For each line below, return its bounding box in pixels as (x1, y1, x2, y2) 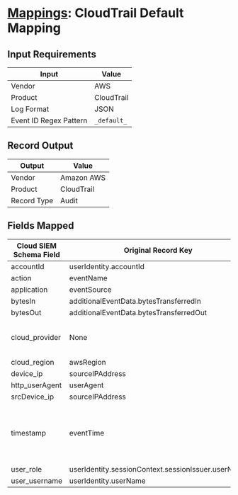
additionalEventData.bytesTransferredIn (69, 296, 202, 306)
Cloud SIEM (16, 241, 57, 251)
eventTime (69, 428, 105, 438)
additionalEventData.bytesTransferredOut (69, 307, 208, 317)
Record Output (7, 140, 74, 152)
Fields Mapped (7, 220, 74, 232)
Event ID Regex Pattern (11, 115, 88, 125)
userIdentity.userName (69, 476, 147, 486)
